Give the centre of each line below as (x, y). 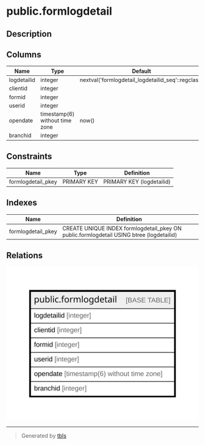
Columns (24, 54)
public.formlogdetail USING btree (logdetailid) (120, 234)
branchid (20, 135)
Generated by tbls (44, 436)
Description (29, 34)
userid (17, 105)
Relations (25, 256)
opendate (21, 121)
